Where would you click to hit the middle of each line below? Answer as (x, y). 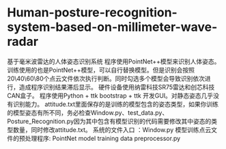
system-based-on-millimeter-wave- (112, 27)
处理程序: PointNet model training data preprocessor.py (103, 138)
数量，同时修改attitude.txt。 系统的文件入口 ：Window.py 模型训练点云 (112, 130)
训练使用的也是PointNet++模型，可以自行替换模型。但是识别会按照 (101, 70)
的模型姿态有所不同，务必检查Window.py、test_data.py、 (88, 112)
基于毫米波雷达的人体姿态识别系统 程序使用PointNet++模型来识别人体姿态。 (114, 61)
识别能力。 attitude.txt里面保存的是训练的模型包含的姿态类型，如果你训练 (116, 104)
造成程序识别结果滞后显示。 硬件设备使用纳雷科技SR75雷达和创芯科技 (117, 87)
